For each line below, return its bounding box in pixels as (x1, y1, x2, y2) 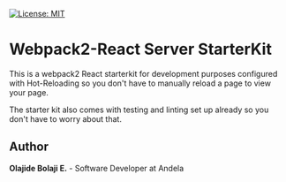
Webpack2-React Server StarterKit (9, 40, 272, 59)
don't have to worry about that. (9, 113, 122, 124)
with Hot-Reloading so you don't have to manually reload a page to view (9, 78, 272, 88)
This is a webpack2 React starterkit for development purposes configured (9, 68, 278, 79)
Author (9, 140, 49, 155)
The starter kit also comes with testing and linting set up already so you (9, 104, 269, 115)
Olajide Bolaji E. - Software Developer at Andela (9, 163, 184, 173)
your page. (9, 87, 49, 97)
